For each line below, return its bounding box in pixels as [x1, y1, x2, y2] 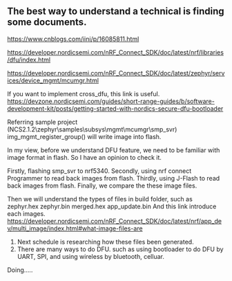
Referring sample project [7, 118, 78, 126]
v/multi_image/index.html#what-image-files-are [7, 224, 143, 233]
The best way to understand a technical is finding [7, 6, 224, 17]
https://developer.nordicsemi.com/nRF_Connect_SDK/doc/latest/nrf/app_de [7, 217, 222, 225]
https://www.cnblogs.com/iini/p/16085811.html [7, 35, 139, 43]
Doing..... [7, 266, 33, 274]
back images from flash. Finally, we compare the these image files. [7, 181, 197, 190]
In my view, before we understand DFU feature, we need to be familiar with [7, 145, 220, 154]
